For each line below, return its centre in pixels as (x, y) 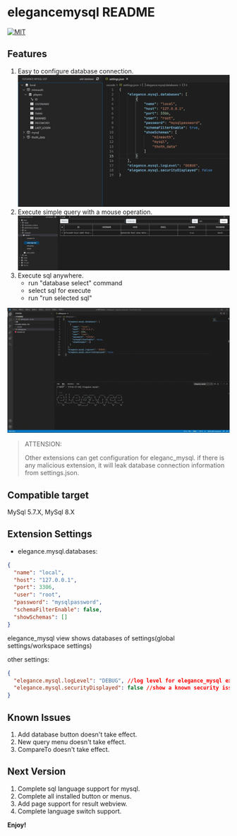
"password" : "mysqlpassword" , (58, 602)
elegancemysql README (81, 12)
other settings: (29, 659)
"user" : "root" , (37, 595)
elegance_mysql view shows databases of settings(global (91, 638)
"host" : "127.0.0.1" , (45, 580)
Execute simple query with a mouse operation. (85, 212)
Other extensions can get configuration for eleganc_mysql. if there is (124, 458)
